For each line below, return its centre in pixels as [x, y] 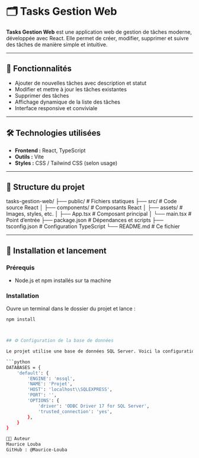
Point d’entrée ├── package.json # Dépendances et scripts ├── [85, 220]
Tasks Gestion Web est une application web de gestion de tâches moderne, [99, 32]
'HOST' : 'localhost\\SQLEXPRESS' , [70, 390]
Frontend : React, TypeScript [50, 150]
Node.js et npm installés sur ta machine [63, 281]
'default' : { [33, 373]
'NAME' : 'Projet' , [50, 384]
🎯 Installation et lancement [56, 250]
